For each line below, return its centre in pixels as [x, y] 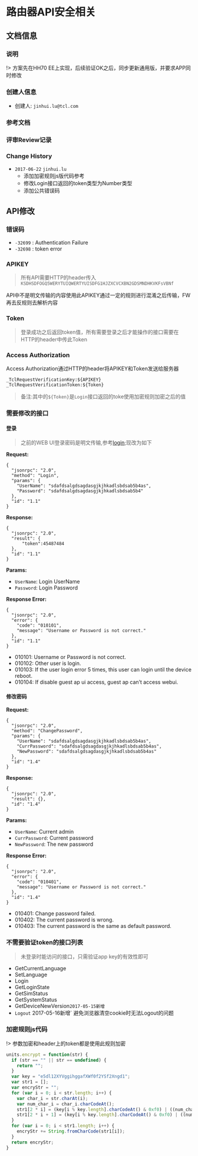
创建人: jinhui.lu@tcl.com [46, 106]
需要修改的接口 [27, 413]
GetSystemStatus [36, 999]
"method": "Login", [35, 476]
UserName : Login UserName [47, 582]
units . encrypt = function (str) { [47, 1055]
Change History [29, 156]
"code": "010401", [39, 882]
